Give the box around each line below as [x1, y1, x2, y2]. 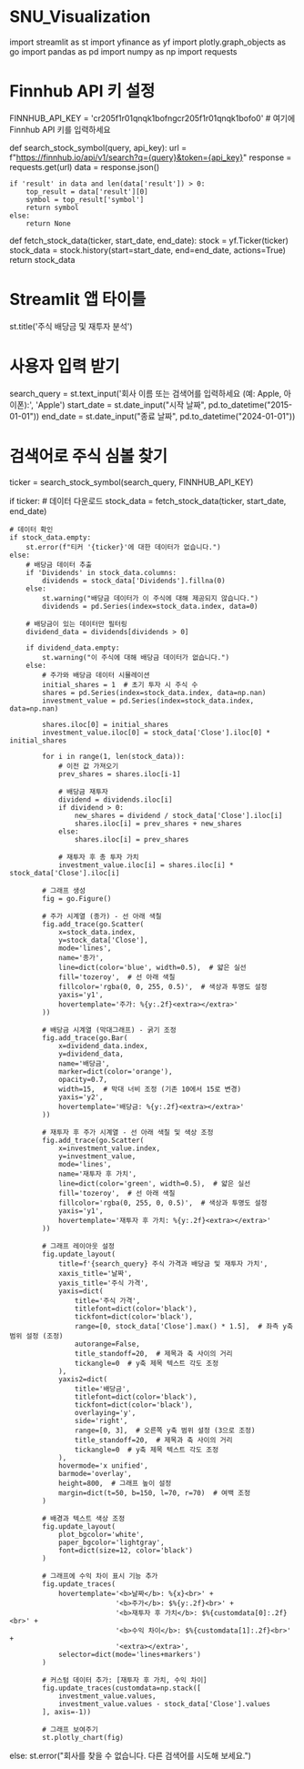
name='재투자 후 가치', [57, 1169, 137, 1178]
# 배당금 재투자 [57, 787, 109, 796]
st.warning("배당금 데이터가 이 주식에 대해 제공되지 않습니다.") [42, 593, 259, 602]
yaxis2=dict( [57, 1374, 107, 1384]
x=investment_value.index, [57, 1144, 161, 1153]
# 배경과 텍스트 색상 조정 [42, 1513, 126, 1523]
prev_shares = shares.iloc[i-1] [57, 769, 181, 779]
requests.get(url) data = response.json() [9, 161, 160, 172]
